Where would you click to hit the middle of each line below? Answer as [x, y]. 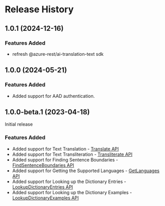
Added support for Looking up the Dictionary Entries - [69, 181]
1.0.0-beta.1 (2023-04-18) [47, 112]
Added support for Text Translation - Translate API [65, 149]
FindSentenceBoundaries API [43, 165]
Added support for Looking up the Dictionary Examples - [72, 192]
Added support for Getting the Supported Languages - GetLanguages [86, 171]
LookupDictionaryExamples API [45, 198]
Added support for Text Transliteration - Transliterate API [72, 154]
